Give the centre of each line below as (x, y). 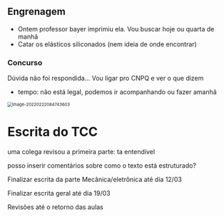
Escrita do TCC (53, 132)
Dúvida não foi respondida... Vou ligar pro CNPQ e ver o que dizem (106, 79)
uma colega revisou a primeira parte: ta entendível (81, 152)
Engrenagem (36, 12)
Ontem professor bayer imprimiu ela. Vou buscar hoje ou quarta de (116, 29)
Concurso (25, 62)
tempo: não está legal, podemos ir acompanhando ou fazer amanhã (117, 92)
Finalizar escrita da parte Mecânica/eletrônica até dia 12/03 (95, 180)
